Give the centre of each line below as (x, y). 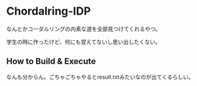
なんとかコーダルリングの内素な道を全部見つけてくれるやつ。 (84, 29)
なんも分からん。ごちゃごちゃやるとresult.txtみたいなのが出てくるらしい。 (100, 77)
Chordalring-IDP (49, 11)
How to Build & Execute (51, 61)
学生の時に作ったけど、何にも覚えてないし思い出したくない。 (84, 41)
